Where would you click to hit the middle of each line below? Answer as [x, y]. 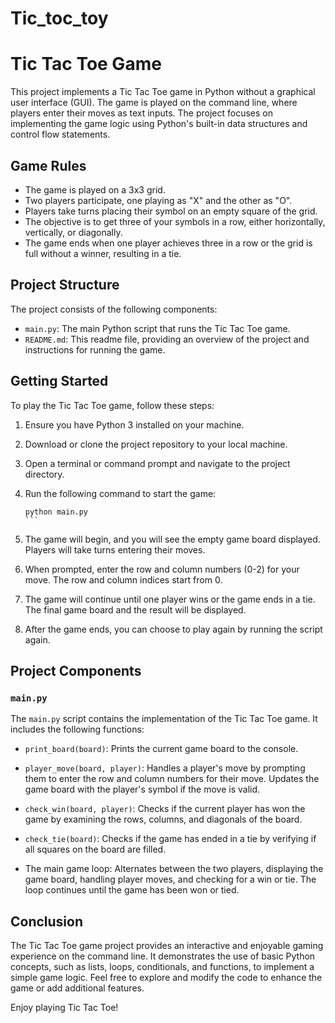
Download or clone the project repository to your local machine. [156, 444]
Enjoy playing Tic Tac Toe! [64, 1008]
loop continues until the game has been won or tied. [132, 890]
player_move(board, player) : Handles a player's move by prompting [165, 768]
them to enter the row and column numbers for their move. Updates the [172, 779]
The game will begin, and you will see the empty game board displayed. [172, 539]
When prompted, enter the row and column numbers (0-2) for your [162, 569]
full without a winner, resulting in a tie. [103, 253]
